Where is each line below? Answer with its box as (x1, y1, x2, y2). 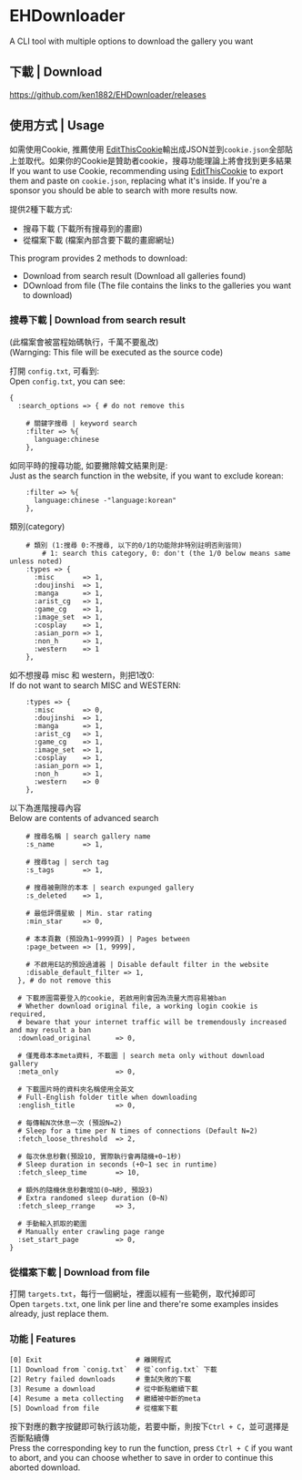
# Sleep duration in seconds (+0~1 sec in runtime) (17, 1159, 218, 1169)
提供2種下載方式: (9, 203, 73, 214)
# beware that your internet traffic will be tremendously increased (17, 1017, 287, 1026)
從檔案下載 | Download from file (9, 1266, 150, 1279)
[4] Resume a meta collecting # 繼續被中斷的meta (9, 1394, 202, 1403)
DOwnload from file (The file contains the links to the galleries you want (22, 280, 292, 291)
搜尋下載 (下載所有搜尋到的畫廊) (22, 222, 143, 233)
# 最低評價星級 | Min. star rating (25, 909, 153, 918)
